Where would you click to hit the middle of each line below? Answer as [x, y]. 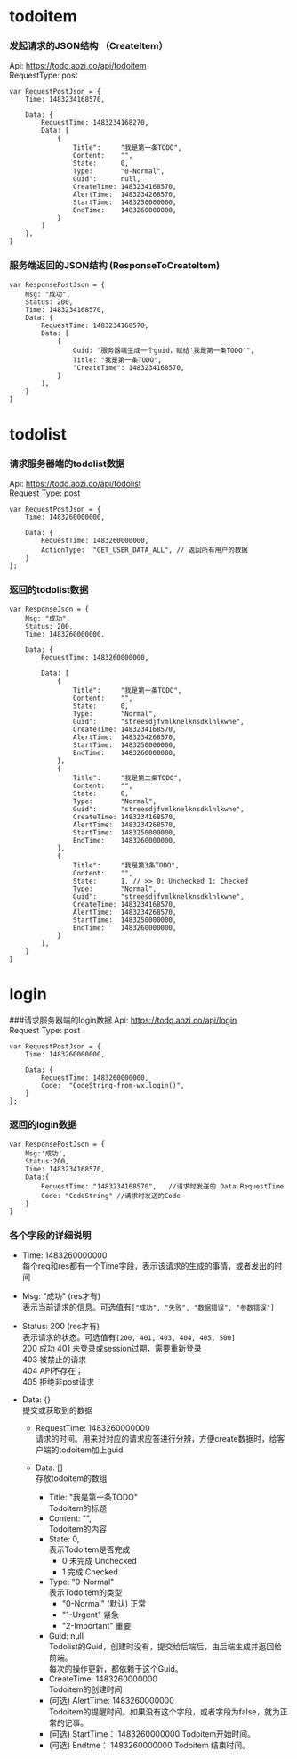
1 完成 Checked [90, 1572]
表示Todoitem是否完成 [89, 1549]
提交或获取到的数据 [57, 1410]
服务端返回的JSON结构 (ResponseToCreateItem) [115, 266]
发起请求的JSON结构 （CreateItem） [89, 46]
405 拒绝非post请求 [58, 1382]
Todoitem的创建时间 [85, 1689]
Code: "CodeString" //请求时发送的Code [111, 1196]
